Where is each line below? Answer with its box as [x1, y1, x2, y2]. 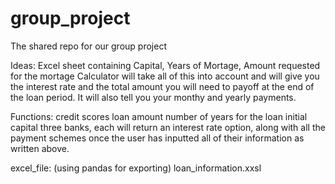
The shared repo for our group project [10, 40, 167, 52]
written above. [10, 142, 70, 154]
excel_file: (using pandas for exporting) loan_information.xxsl [10, 162, 262, 174]
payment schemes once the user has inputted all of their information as [10, 132, 305, 144]
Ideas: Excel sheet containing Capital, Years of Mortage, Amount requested [10, 59, 321, 71]
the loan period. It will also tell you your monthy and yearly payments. [10, 91, 297, 103]
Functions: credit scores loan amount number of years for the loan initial [10, 110, 308, 122]
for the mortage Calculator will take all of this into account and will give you [10, 70, 320, 82]
